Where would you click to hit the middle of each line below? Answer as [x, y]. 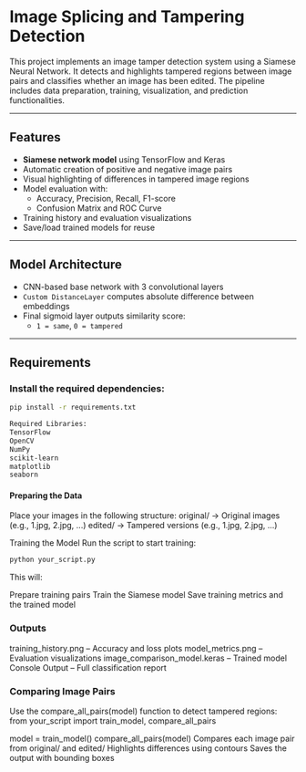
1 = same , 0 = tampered [79, 325]
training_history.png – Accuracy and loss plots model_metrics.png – [136, 648]
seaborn [24, 475]
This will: [26, 578]
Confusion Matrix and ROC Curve [99, 208]
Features [35, 137]
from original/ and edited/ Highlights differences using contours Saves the [148, 748]
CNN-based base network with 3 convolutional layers [123, 287]
